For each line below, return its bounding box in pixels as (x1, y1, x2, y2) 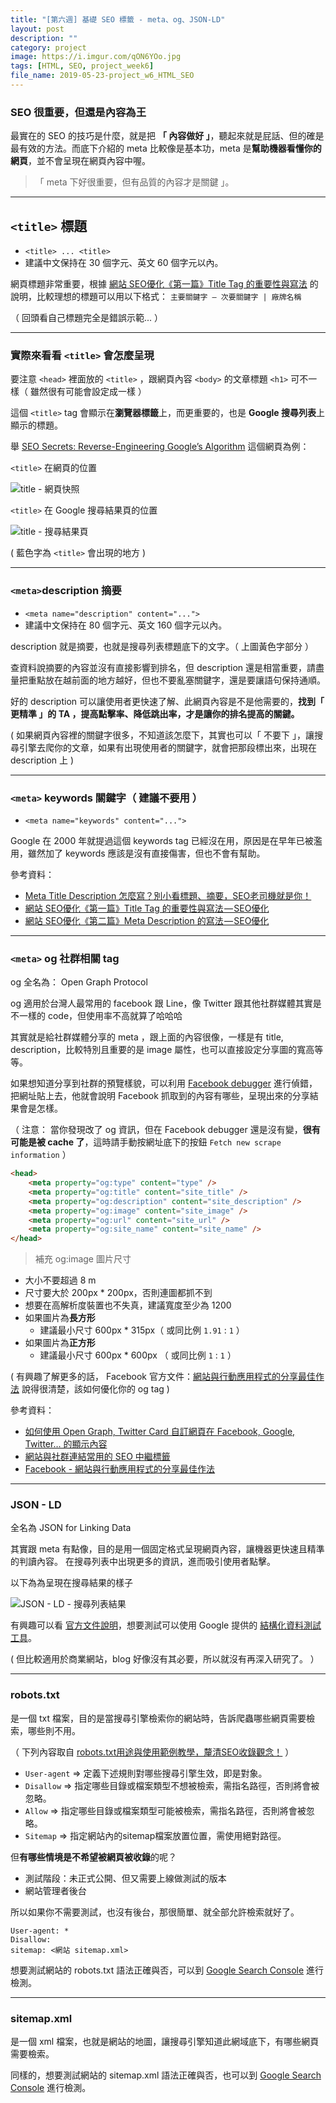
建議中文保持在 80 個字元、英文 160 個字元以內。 (24, 619, 228, 631)
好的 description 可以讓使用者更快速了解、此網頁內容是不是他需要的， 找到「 (10, 695, 325, 707)
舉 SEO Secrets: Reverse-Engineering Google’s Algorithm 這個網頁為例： (10, 441, 310, 453)
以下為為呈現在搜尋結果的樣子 (10, 1577, 133, 1589)
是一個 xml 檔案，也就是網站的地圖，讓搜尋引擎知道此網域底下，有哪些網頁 (10, 2036, 320, 2048)
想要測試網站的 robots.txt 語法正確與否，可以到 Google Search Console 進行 (10, 1964, 325, 1976)
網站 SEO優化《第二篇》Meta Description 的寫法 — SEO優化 (24, 914, 270, 926)
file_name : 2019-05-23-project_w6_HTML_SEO (10, 71, 195, 81)
